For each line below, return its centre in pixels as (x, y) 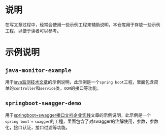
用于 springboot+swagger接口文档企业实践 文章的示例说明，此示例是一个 (78, 115)
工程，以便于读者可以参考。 (33, 30)
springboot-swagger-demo (43, 103)
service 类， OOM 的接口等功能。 (71, 88)
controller (25, 88)
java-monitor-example (38, 70)
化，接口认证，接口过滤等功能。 (37, 127)
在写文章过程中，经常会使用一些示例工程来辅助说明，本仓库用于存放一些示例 (83, 25)
